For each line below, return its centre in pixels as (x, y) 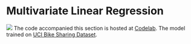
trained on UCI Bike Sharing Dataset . (52, 34)
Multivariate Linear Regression (85, 11)
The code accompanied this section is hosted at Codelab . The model (99, 28)
